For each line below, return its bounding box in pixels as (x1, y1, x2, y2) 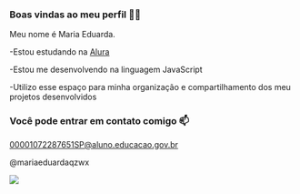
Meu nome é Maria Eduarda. (9, 29, 115, 40)
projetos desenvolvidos (9, 91, 97, 103)
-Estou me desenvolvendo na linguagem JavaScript (9, 64, 203, 76)
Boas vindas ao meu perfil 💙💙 (9, 8, 141, 21)
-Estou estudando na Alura (9, 46, 110, 57)
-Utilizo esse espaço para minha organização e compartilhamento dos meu (9, 82, 291, 93)
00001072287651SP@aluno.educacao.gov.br (9, 138, 179, 149)
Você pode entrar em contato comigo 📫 (9, 115, 189, 128)
